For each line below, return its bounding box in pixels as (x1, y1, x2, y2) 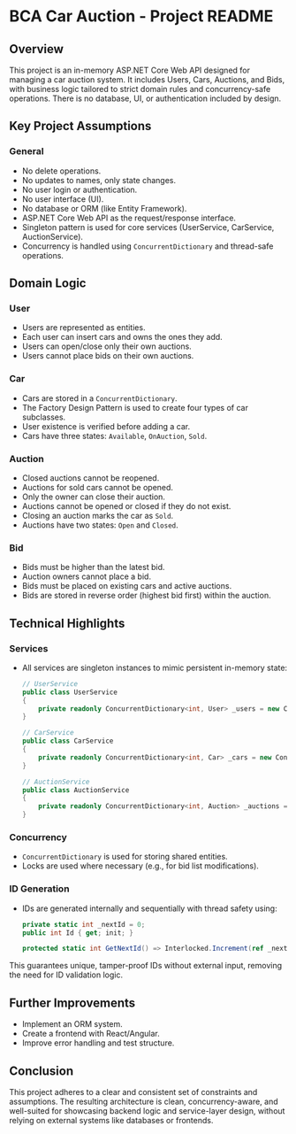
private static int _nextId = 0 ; (21, 920, 146, 929)
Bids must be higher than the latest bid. (21, 562, 165, 573)
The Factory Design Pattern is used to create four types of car (21, 402, 249, 413)
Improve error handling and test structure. (21, 1038, 175, 1048)
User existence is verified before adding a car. (21, 420, 191, 431)
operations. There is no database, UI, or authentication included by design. (9, 93, 282, 104)
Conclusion (9, 1063, 74, 1078)
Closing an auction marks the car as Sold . (21, 510, 174, 521)
